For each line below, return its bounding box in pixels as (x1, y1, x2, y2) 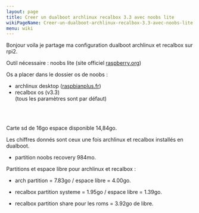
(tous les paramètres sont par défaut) (14, 95, 107, 102)
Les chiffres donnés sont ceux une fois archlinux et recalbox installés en (6, 136, 184, 143)
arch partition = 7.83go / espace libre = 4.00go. (14, 177, 131, 184)
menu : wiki (6, 25, 33, 32)
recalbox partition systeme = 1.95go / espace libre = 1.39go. (14, 189, 163, 196)
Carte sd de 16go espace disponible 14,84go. (6, 124, 117, 131)
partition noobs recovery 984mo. (14, 154, 97, 161)
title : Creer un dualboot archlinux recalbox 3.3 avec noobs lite (6, 14, 175, 20)
